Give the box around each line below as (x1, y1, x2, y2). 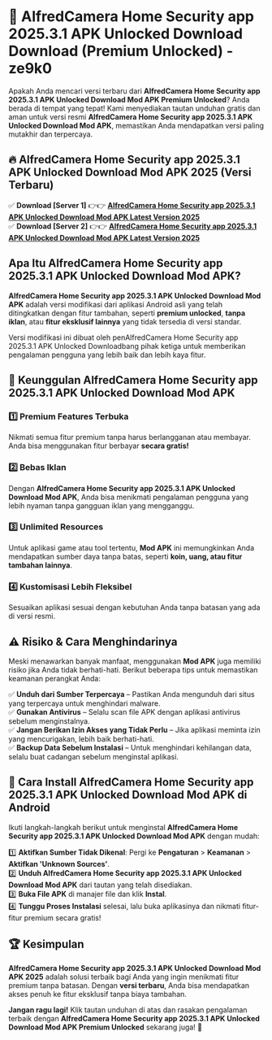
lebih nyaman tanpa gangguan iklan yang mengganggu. (8, 500, 195, 511)
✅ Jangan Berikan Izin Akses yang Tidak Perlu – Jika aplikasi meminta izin (8, 725, 261, 734)
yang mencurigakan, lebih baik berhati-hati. (8, 733, 154, 743)
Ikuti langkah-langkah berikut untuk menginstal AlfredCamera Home (8, 822, 239, 832)
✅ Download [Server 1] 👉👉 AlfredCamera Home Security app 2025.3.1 (8, 200, 256, 210)
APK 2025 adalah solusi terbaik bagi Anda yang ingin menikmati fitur (8, 972, 240, 981)
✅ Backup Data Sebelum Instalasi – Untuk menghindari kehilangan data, (8, 742, 252, 752)
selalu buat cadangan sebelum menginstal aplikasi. (8, 751, 179, 761)
